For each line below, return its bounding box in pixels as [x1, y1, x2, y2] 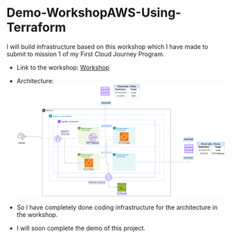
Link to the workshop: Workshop [16, 63, 110, 71]
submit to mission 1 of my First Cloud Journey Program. [6, 50, 165, 58]
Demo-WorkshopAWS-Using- [6, 5, 181, 21]
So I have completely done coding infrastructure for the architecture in [16, 203, 218, 212]
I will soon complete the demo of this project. [16, 224, 146, 233]
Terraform [6, 19, 66, 35]
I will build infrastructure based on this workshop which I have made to [6, 42, 208, 51]
